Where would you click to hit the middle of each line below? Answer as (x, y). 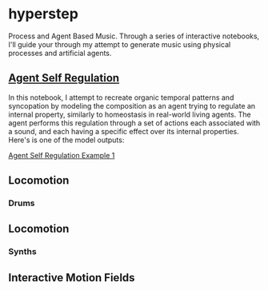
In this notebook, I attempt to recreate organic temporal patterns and (121, 97)
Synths (23, 252)
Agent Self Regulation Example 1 (62, 155)
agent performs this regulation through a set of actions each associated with (134, 123)
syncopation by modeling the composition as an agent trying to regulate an (132, 105)
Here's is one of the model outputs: (66, 140)
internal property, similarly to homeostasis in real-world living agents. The (130, 114)
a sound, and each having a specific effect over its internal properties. (124, 131)
